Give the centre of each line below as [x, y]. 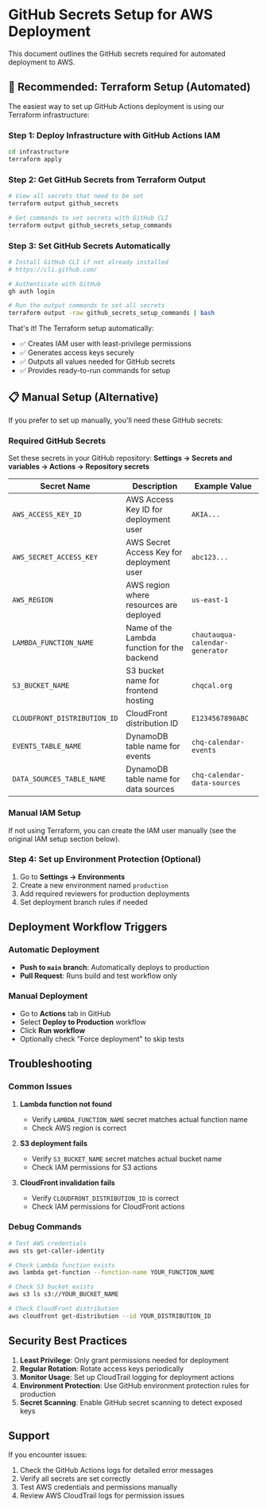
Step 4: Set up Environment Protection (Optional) [104, 859]
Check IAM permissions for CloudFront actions [108, 1206]
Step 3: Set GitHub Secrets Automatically [89, 246]
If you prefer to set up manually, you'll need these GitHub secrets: [116, 420]
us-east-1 [210, 600]
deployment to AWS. [42, 62]
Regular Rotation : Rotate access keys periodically [102, 1368]
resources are [152, 605]
